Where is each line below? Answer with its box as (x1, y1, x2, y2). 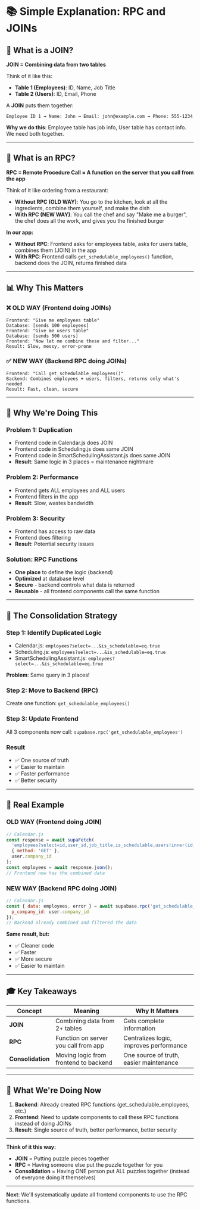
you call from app (55, 1042, 104, 1050)
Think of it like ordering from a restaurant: (6, 186, 109, 194)
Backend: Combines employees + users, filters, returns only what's (6, 376, 180, 382)
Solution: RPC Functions (6, 555, 78, 563)
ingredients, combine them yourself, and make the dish (14, 204, 150, 211)
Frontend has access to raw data (14, 528, 96, 535)
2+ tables (55, 1024, 82, 1033)
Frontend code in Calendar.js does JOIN (14, 439, 113, 447)
